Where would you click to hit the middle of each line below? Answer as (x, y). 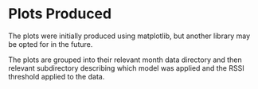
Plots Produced (60, 14)
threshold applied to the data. (57, 76)
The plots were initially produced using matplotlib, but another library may (129, 36)
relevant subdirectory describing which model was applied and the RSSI (126, 68)
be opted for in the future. (51, 44)
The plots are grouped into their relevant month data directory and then (125, 60)
